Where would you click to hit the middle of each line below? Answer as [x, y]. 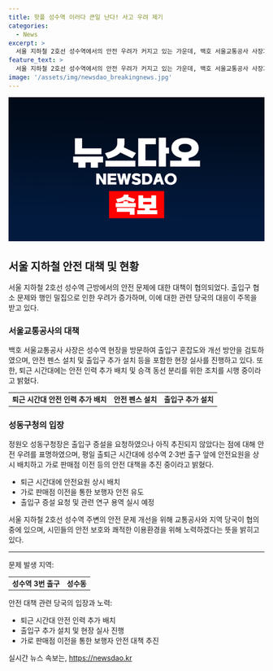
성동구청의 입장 [37, 425]
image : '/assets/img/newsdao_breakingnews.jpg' [91, 77]
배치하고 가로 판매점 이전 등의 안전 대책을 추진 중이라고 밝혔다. [115, 464]
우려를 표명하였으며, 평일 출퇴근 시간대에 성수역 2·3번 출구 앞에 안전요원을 [134, 454]
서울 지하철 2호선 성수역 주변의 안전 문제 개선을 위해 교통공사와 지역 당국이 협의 [134, 519]
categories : [28, 26]
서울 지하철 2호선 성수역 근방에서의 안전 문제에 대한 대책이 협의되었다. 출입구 [130, 287]
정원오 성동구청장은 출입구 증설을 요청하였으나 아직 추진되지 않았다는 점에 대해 [132, 444]
